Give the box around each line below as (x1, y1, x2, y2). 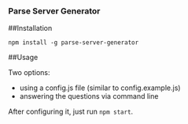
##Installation (8, 24, 53, 33)
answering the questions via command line (19, 92, 159, 101)
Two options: (8, 68, 50, 77)
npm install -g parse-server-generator (8, 39, 139, 47)
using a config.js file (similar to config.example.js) (19, 83, 181, 92)
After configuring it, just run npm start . (8, 107, 134, 116)
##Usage (8, 53, 39, 62)
